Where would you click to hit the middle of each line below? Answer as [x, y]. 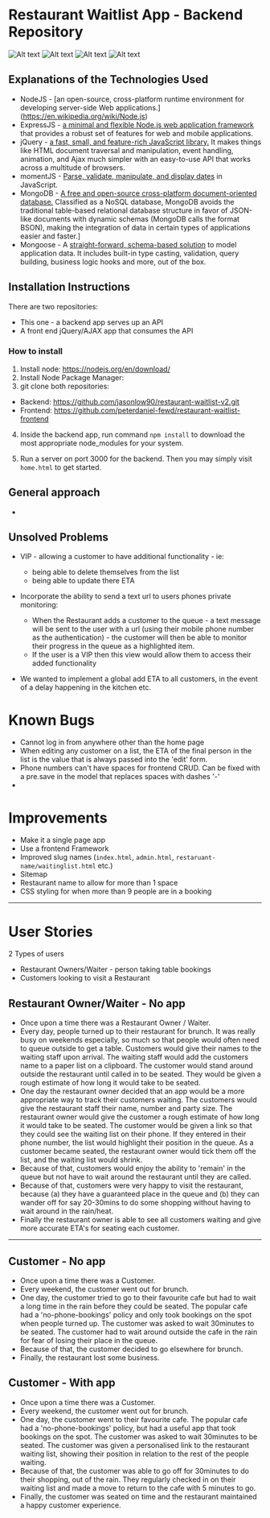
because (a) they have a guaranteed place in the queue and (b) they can [139, 1194]
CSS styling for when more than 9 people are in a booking [116, 891]
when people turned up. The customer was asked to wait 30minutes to [137, 1323]
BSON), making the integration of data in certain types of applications [135, 227]
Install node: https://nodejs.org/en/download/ [95, 369]
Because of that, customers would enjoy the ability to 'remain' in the [133, 1168]
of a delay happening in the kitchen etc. [85, 687]
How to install [35, 351]
